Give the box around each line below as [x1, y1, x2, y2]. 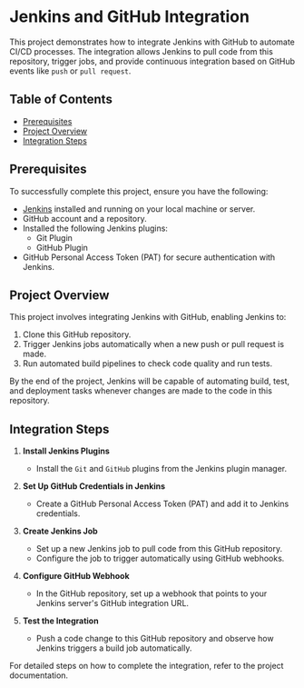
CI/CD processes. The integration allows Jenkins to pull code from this [9, 45, 274, 56]
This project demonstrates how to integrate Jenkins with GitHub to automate [9, 36, 295, 47]
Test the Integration [22, 615, 99, 626]
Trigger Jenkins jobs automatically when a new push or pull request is [22, 339, 284, 350]
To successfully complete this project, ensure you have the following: [9, 185, 269, 196]
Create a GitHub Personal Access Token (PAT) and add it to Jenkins [35, 498, 289, 510]
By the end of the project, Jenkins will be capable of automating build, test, [9, 375, 290, 387]
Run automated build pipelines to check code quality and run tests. [22, 358, 273, 369]
